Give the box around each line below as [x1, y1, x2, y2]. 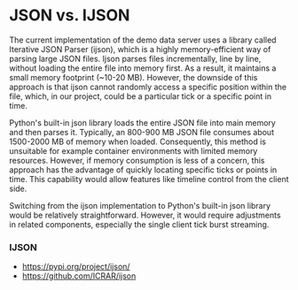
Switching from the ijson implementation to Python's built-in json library [9, 200, 271, 210]
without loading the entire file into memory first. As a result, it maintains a [9, 63, 277, 73]
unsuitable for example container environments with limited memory [9, 145, 258, 156]
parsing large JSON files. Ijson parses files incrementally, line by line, [9, 53, 262, 64]
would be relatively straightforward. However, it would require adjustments [9, 210, 281, 220]
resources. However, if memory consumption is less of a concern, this [9, 155, 265, 165]
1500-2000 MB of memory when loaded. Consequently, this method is [9, 136, 266, 147]
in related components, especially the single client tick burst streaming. [9, 218, 270, 230]
